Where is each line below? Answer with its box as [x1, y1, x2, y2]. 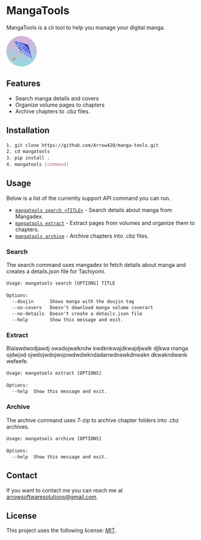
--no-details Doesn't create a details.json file [12, 311, 143, 317]
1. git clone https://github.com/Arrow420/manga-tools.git [6, 142, 159, 148]
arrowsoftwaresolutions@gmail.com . [6, 493, 98, 500]
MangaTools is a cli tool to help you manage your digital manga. [6, 24, 165, 31]
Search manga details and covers [15, 94, 99, 102]
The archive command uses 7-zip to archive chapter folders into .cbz [6, 416, 179, 424]
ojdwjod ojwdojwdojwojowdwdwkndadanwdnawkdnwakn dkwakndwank [6, 351, 188, 358]
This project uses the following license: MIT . [6, 527, 117, 534]
